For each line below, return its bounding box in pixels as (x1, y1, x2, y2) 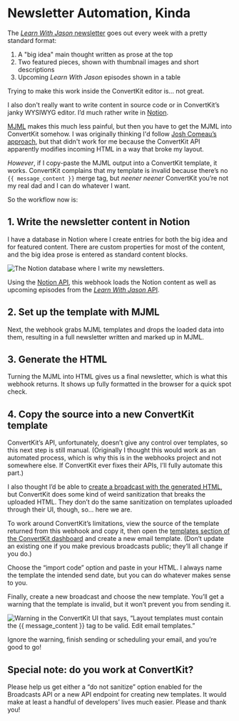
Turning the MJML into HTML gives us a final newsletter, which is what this (7, 372, 228, 381)
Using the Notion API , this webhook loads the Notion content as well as (7, 277, 216, 287)
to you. (7, 579, 29, 587)
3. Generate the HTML (7, 353, 108, 365)
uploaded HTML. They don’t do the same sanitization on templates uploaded (7, 498, 233, 507)
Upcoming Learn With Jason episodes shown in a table (17, 73, 180, 81)
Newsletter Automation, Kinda (7, 5, 191, 21)
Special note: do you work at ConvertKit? (7, 663, 194, 676)
